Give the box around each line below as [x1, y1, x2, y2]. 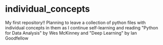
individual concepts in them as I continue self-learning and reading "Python [5, 24, 159, 30]
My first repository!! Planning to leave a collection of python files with [5, 20, 146, 25]
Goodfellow [5, 35, 29, 41]
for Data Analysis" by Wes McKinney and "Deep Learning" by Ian [5, 30, 137, 36]
